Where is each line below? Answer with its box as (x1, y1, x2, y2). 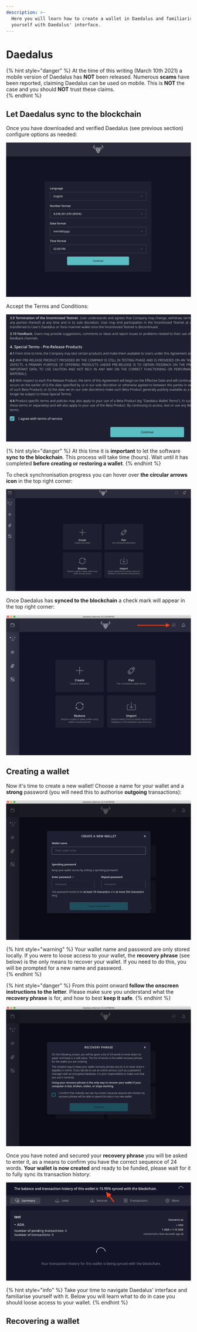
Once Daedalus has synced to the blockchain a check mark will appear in (6, 597, 185, 604)
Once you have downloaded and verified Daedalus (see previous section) (6, 125, 184, 132)
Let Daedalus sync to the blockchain (6, 109, 142, 119)
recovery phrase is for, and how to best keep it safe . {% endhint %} (6, 994, 171, 1002)
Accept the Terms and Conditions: (6, 303, 89, 310)
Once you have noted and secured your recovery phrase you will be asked (6, 1152, 188, 1159)
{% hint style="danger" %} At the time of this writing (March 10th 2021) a (6, 67, 183, 74)
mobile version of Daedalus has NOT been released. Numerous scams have (6, 73, 190, 80)
